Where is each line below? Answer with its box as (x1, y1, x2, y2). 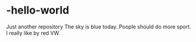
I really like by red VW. (6, 29, 60, 36)
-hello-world (6, 4, 70, 17)
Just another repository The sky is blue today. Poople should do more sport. (6, 23, 191, 30)
